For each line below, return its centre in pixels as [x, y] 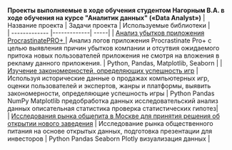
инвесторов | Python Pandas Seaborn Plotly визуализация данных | [109, 139]
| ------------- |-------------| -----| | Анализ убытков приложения [106, 33]
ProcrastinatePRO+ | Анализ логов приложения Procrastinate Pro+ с [110, 41]
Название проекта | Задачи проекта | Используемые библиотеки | [109, 25]
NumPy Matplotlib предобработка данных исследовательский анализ [113, 101]
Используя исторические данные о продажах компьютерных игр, [109, 78]
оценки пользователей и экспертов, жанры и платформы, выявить [109, 86]
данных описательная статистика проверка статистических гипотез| [113, 108]
